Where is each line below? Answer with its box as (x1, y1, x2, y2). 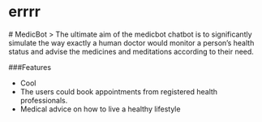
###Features (8, 62, 51, 72)
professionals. (19, 95, 68, 105)
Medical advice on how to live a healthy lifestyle (19, 104, 181, 114)
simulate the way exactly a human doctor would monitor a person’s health (8, 37, 255, 47)
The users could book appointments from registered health (19, 86, 217, 96)
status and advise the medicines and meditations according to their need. (8, 46, 254, 56)
